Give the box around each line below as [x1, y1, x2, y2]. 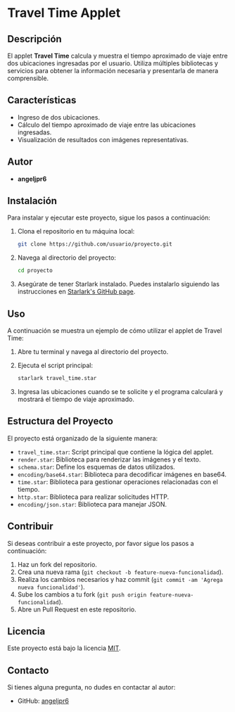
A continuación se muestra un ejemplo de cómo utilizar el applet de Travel [7, 326, 222, 335]
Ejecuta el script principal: [17, 361, 94, 369]
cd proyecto [17, 267, 53, 274]
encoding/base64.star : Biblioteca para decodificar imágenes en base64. [17, 470, 227, 478]
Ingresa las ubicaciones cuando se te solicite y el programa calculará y [17, 387, 223, 395]
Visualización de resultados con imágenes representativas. [17, 135, 189, 144]
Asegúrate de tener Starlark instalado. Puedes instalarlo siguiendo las [17, 280, 220, 288]
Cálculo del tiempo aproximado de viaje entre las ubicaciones [17, 120, 196, 129]
